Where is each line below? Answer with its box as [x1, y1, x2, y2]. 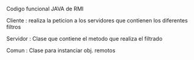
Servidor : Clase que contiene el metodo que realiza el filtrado [6, 35, 163, 42]
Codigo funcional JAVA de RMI [6, 5, 84, 12]
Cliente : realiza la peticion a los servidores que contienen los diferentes [6, 17, 188, 24]
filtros [6, 24, 21, 30]
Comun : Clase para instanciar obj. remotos [6, 47, 116, 54]
